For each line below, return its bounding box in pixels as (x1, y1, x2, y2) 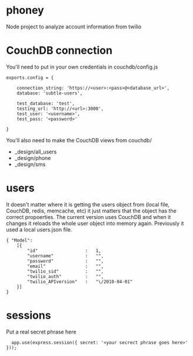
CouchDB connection (6, 44, 113, 57)
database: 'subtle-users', (16, 90, 83, 96)
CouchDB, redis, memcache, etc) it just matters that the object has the (6, 207, 177, 214)
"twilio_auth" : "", (27, 273, 104, 279)
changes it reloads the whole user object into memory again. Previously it (6, 220, 184, 227)
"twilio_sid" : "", (27, 268, 104, 275)
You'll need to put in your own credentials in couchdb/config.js (6, 63, 158, 70)
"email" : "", (27, 263, 104, 269)
